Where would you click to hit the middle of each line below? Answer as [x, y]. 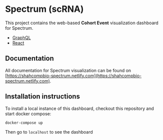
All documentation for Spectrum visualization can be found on [68, 70]
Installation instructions [42, 97]
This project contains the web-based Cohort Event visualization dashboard [82, 23]
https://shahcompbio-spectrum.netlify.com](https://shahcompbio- [74, 76]
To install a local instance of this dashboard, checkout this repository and [80, 108]
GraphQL [21, 38]
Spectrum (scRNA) [44, 9]
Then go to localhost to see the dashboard [49, 132]
